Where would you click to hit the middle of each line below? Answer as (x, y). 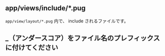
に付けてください (32, 48)
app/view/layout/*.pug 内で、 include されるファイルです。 (67, 21)
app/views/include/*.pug (45, 8)
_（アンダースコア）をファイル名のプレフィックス (83, 38)
